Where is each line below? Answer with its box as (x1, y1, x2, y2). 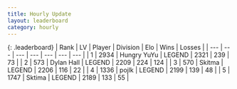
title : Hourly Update (7, 10, 72, 18)
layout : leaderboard (7, 17, 69, 24)
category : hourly (7, 23, 59, 31)
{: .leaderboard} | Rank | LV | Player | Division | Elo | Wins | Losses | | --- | (7, 43, 223, 52)
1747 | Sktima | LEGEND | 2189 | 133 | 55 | (7, 73, 130, 82)
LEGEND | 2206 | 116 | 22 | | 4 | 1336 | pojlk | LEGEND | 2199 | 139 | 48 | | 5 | (7, 66, 230, 75)
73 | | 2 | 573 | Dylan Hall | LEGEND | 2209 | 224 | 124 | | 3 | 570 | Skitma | (7, 58, 223, 67)
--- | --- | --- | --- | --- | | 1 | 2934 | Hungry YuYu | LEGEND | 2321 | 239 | (15, 51, 230, 59)
